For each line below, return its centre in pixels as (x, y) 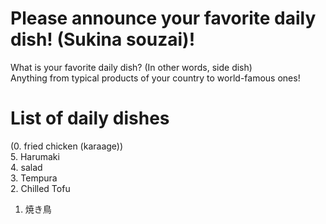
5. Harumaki (35, 156)
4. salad (26, 167)
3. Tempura (34, 178)
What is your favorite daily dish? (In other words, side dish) (131, 67)
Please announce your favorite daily (163, 18)
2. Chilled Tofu (40, 188)
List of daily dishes (90, 118)
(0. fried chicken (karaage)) (67, 146)
